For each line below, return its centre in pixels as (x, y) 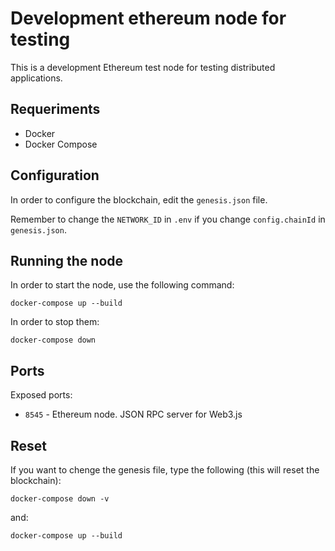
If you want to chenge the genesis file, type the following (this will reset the (165, 470)
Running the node (67, 260)
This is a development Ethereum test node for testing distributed (143, 67)
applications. (36, 78)
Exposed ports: (41, 395)
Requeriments (55, 109)
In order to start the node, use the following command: (122, 285)
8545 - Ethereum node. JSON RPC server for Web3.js (133, 414)
